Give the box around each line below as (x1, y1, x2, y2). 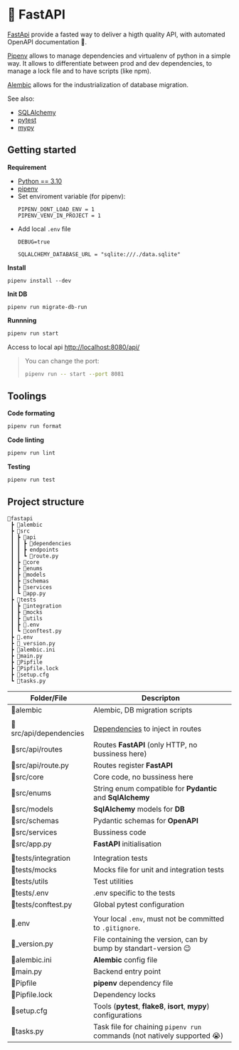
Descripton (141, 692, 180, 702)
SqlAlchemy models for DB (93, 804, 185, 814)
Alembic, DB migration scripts (93, 705, 193, 715)
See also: (7, 94, 35, 103)
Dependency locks (93, 989, 156, 999)
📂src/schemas (11, 815, 59, 825)
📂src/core (11, 772, 44, 782)
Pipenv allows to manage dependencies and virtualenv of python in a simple (7, 51, 231, 60)
